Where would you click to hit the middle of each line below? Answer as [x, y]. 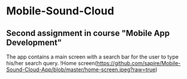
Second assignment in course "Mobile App [88, 33]
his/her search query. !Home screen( [52, 63]
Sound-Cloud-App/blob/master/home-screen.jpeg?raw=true [81, 69]
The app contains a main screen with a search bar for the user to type [92, 57]
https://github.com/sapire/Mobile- [139, 63]
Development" [34, 42]
